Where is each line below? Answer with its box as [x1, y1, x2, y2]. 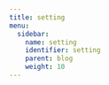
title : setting [9, 12, 66, 22]
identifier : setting [25, 46, 101, 55]
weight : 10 [25, 63, 66, 72]
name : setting [25, 37, 77, 47]
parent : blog [25, 54, 74, 63]
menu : [9, 21, 29, 30]
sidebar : [17, 29, 50, 38]
